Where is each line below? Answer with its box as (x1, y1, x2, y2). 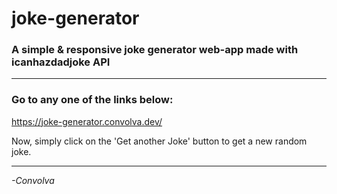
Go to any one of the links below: (11, 93, 174, 107)
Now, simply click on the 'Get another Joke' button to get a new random (11, 135, 308, 147)
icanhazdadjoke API (11, 55, 111, 69)
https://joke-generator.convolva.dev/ (11, 115, 163, 127)
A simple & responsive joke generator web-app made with (11, 43, 299, 57)
